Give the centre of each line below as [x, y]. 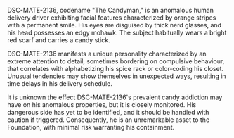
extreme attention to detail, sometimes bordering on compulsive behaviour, [116, 61]
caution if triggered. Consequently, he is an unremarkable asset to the [109, 120]
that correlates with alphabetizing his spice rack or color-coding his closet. [115, 69]
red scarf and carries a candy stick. [59, 40]
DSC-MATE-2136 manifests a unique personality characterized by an [107, 54]
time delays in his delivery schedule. [60, 83]
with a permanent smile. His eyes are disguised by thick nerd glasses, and [115, 25]
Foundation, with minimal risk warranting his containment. [91, 127]
